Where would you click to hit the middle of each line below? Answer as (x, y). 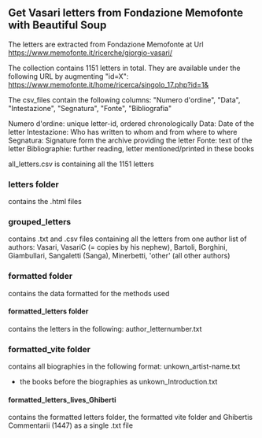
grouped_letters (40, 222)
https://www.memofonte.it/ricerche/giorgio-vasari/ (90, 52)
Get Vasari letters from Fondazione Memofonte (126, 13)
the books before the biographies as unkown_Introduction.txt (118, 382)
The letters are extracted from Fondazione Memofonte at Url (106, 44)
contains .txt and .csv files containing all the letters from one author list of (127, 239)
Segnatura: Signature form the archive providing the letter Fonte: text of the (130, 140)
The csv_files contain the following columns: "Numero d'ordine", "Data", (124, 100)
